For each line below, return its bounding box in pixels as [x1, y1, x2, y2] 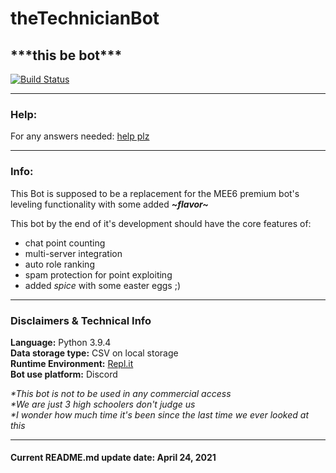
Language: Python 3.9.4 [10, 336, 112, 348]
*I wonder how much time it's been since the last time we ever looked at [10, 408, 310, 421]
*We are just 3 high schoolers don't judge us [10, 398, 196, 410]
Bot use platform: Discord [10, 368, 118, 380]
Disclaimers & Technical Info [10, 313, 152, 327]
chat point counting [24, 237, 106, 249]
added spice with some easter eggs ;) [24, 279, 182, 291]
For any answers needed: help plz [10, 130, 150, 142]
